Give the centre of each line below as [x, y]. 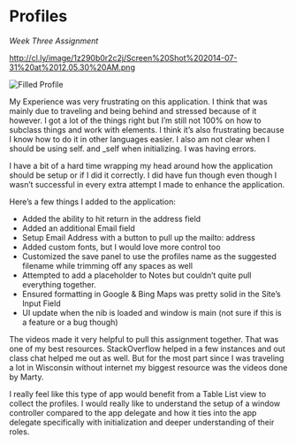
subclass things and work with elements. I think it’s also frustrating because [147, 129]
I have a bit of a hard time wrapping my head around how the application [141, 165]
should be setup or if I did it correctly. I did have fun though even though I [143, 175]
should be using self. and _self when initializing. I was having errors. [133, 149]
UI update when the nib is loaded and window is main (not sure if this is [152, 312]
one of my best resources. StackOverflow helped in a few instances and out [147, 348]
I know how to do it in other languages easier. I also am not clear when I [140, 139]
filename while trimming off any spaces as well [107, 265]
